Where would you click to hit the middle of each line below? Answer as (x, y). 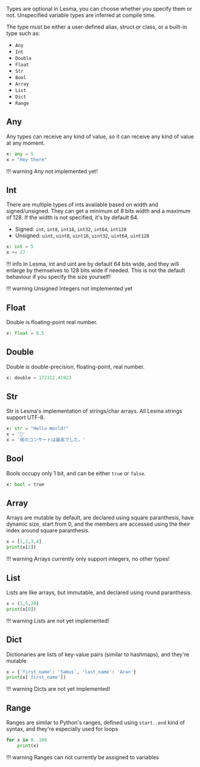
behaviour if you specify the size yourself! (59, 277)
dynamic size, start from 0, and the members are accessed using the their (98, 524)
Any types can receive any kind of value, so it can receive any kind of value (100, 136)
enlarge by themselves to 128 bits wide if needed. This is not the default (96, 270)
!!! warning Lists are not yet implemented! (58, 621)
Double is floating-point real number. (52, 322)
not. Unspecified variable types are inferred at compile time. (81, 15)
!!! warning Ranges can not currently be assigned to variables (82, 757)
